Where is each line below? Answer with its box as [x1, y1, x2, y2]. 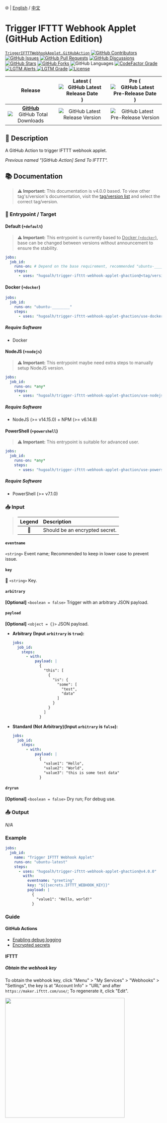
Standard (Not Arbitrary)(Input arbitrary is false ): [12, 724, 118, 730]
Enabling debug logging [12, 936, 61, 943]
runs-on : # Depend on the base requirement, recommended [14, 264, 135, 269]
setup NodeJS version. [17, 365, 65, 371]
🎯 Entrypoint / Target [5, 211, 57, 218]
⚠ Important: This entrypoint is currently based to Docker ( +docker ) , [17, 234, 158, 240]
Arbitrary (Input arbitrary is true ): [12, 630, 84, 636]
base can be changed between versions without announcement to [17, 240, 153, 246]
